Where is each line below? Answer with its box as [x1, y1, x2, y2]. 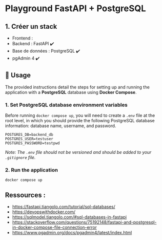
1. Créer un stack [5, 22, 57, 31]
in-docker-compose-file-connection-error [12, 224, 97, 230]
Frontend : [12, 35, 33, 41]
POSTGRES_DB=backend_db [5, 132, 54, 137]
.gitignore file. [5, 154, 36, 161]
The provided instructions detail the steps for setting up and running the [5, 84, 150, 90]
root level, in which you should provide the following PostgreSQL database [5, 118, 155, 124]
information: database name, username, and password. [5, 123, 116, 129]
